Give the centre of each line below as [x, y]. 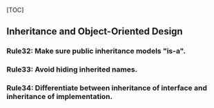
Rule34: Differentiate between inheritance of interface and [107, 88]
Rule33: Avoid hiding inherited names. [72, 69]
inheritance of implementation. [60, 97]
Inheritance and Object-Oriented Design [95, 31]
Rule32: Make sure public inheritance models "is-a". [96, 51]
